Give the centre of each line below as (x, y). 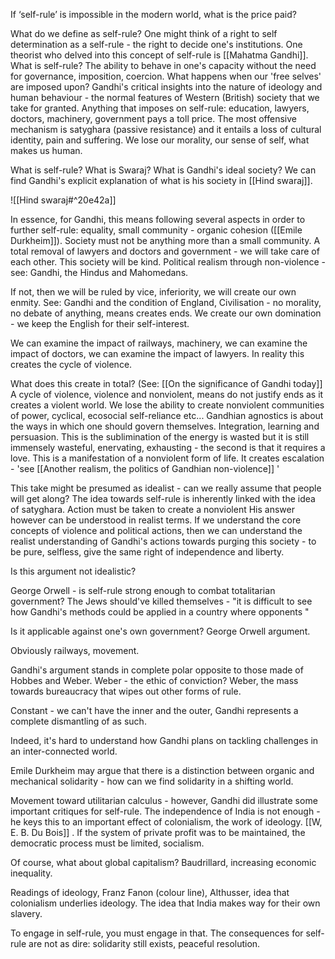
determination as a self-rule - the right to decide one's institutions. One (156, 44)
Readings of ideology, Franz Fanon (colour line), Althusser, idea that (150, 892)
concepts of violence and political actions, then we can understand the (156, 530)
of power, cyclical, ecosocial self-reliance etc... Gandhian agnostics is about (167, 415)
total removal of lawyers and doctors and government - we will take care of (165, 251)
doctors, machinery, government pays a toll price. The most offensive (153, 118)
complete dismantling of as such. (78, 721)
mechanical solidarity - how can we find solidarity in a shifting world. (152, 781)
